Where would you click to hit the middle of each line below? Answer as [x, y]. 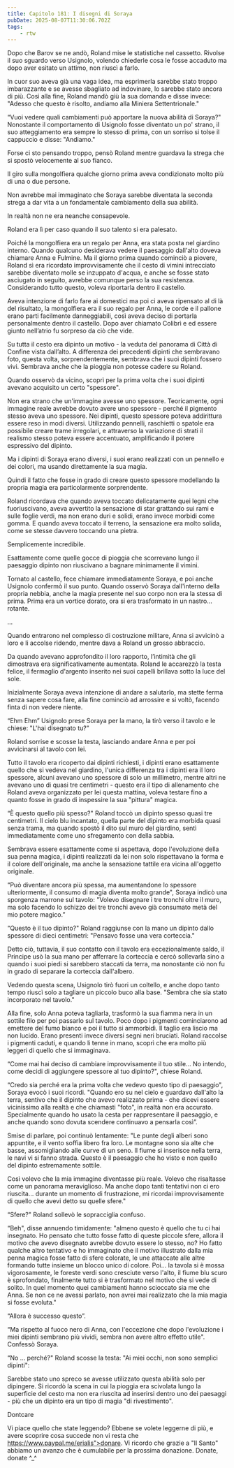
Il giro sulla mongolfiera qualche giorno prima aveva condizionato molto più [116, 174]
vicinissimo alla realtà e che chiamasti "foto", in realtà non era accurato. [110, 1107]
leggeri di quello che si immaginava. [59, 1051]
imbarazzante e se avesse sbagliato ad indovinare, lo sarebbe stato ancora [115, 89]
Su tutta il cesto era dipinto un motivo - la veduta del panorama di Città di [112, 344]
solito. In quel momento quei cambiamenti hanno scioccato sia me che [109, 1288]
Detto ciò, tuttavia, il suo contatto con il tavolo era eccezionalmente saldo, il [116, 949]
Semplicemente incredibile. [46, 544]
